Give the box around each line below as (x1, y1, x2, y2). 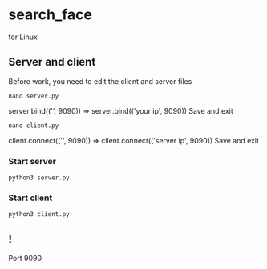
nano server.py (8, 92, 59, 100)
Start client (8, 192, 53, 203)
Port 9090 (8, 254, 42, 263)
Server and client (8, 55, 96, 69)
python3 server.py (8, 174, 70, 182)
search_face (8, 6, 92, 24)
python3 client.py (8, 211, 70, 219)
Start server (8, 155, 56, 167)
